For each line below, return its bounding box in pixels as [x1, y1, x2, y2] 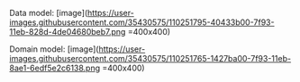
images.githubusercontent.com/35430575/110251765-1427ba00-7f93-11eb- [9, 53, 291, 63]
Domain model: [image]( [9, 44, 99, 54]
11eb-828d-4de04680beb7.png [9, 27, 126, 37]
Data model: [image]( [9, 8, 88, 18]
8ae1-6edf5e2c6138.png [9, 62, 101, 73]
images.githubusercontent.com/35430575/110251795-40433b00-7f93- [9, 17, 275, 28]
